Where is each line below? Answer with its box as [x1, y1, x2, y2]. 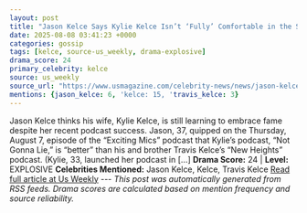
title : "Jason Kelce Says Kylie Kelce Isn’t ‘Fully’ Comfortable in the [9, 22, 292, 31]
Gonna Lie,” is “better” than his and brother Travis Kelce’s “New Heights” [9, 144, 283, 155]
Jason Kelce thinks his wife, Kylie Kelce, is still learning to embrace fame [9, 115, 283, 126]
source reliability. [9, 193, 75, 204]
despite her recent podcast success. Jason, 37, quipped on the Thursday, [9, 124, 287, 135]
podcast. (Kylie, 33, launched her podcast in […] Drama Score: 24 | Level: [9, 154, 290, 165]
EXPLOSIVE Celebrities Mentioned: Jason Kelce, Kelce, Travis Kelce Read [9, 164, 291, 175]
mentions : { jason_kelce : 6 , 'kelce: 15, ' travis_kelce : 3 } [9, 90, 239, 99]
